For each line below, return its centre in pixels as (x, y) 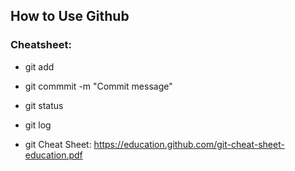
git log (38, 125)
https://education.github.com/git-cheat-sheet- (189, 144)
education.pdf (53, 155)
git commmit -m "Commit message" (98, 86)
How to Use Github (70, 16)
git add (39, 66)
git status (44, 105)
